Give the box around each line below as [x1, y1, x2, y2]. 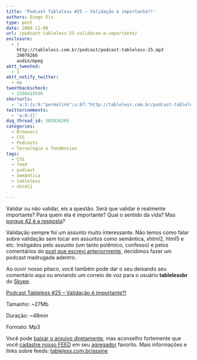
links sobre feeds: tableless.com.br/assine [6, 347, 108, 354]
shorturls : [6, 96, 33, 102]
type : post [6, 19, 33, 25]
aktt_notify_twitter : [6, 74, 59, 80]
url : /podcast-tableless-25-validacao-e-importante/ [6, 31, 138, 36]
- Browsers [11, 129, 38, 135]
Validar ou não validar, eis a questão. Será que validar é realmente [6, 205, 166, 212]
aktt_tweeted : [6, 63, 41, 69]
